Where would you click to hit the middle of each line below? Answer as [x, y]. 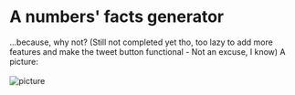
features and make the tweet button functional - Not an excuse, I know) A [147, 51]
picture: [24, 61]
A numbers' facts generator [117, 17]
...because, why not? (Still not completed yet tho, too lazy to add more [142, 42]
